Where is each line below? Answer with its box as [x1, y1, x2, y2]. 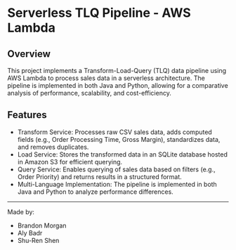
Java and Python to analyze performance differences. [17, 187, 173, 196]
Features [7, 109, 47, 121]
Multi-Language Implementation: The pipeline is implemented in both [17, 180, 218, 188]
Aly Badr [17, 228, 43, 237]
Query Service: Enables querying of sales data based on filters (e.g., [17, 165, 216, 173]
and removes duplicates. [17, 143, 89, 151]
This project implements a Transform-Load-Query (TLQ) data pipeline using [7, 67, 227, 74]
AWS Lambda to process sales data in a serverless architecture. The [7, 74, 205, 82]
